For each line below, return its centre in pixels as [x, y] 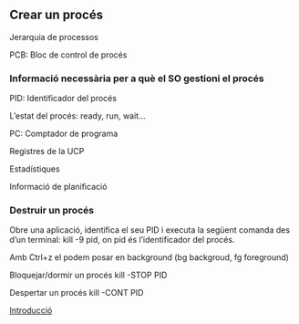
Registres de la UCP [47, 152]
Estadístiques [35, 169]
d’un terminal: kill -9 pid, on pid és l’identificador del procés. [122, 240]
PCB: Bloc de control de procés [68, 55]
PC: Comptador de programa [64, 134]
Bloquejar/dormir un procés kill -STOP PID [88, 275]
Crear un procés [56, 15]
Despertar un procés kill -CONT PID [77, 293]
